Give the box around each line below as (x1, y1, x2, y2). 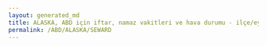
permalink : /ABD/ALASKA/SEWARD (8, 26, 112, 34)
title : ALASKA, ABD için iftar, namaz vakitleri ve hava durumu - (8, 19, 233, 27)
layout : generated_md (8, 11, 80, 19)
